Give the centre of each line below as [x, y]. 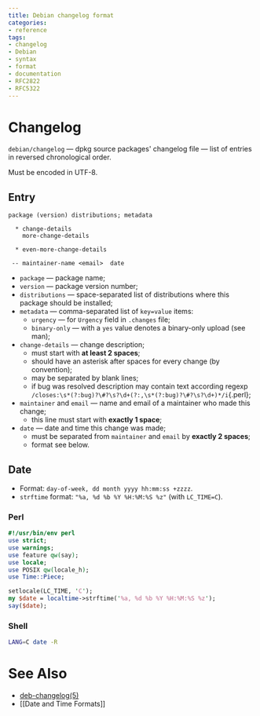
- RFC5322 [24, 88]
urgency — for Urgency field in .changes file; [101, 320]
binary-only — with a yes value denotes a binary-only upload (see [138, 328]
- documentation [35, 74]
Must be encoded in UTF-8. [53, 173]
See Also [38, 674]
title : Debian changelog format [61, 15]
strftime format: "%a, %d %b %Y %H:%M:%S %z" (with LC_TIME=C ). [121, 496]
